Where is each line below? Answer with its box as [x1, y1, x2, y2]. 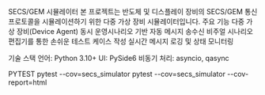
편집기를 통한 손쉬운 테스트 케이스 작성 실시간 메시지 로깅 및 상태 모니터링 [8, 36, 234, 46]
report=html [8, 78, 47, 87]
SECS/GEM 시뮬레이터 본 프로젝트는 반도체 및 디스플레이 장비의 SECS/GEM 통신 [8, 7, 258, 16]
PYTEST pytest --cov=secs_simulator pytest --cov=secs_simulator [8, 70, 225, 78]
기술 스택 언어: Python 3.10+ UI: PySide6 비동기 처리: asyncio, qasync [8, 54, 229, 63]
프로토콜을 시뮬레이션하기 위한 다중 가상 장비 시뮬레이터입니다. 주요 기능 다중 [8, 17, 245, 26]
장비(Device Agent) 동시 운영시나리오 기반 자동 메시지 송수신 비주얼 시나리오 [16, 27, 253, 36]
